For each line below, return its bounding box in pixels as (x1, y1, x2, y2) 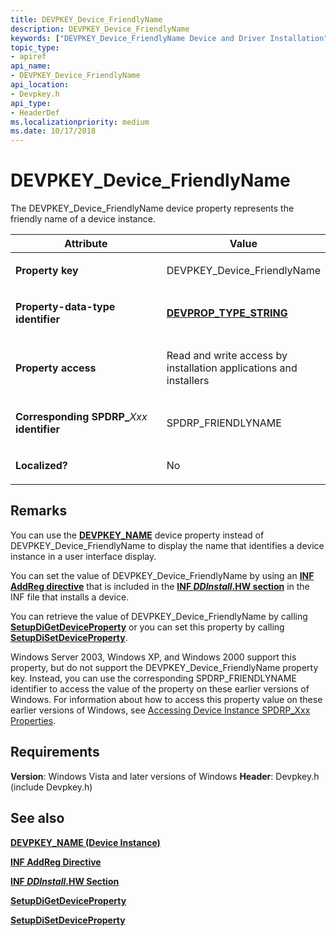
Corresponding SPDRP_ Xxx (15, 410, 148, 424)
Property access (15, 361, 97, 375)
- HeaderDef (10, 107, 60, 118)
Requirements (10, 744, 100, 761)
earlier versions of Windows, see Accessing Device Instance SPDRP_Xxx (10, 704, 311, 716)
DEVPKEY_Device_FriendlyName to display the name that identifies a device (10, 539, 325, 551)
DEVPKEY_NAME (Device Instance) (10, 836, 161, 848)
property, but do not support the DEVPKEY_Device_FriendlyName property (10, 661, 319, 673)
